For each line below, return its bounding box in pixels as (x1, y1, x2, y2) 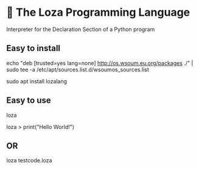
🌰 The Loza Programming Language (6, 5, 190, 19)
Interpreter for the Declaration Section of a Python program (6, 26, 155, 33)
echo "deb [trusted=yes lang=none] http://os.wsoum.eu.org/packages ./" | (6, 59, 194, 66)
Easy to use (6, 95, 52, 106)
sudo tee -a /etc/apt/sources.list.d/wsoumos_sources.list (6, 66, 149, 73)
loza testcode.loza (6, 157, 52, 164)
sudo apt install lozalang (6, 77, 68, 84)
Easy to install (6, 43, 61, 53)
